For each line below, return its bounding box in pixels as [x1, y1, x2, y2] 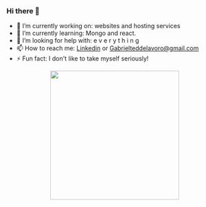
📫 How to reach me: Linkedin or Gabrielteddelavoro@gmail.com [16, 44, 199, 52]
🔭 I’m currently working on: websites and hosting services [16, 22, 181, 30]
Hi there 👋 [6, 6, 41, 16]
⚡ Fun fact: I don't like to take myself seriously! [16, 54, 149, 63]
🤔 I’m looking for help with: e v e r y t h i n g [16, 36, 139, 45]
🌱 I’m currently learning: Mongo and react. [16, 29, 137, 37]
